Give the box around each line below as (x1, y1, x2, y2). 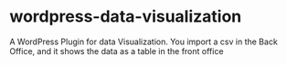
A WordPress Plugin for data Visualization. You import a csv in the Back (9, 36, 279, 47)
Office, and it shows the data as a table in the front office (9, 45, 224, 56)
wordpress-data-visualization (9, 6, 242, 27)
